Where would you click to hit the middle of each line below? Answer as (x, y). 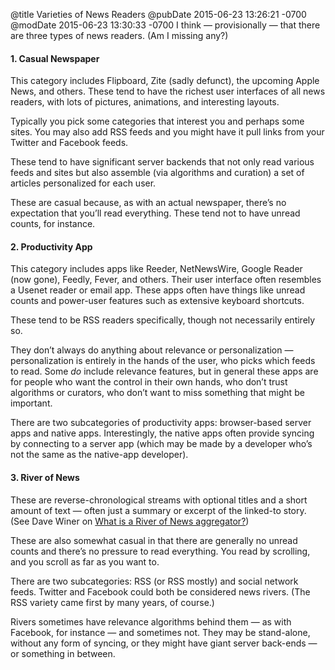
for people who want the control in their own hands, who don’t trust (149, 382)
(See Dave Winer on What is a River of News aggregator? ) (130, 521)
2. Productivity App (51, 246)
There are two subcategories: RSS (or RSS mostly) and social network (154, 581)
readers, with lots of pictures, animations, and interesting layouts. (145, 102)
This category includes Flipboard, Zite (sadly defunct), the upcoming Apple (165, 81)
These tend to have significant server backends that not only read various (162, 162)
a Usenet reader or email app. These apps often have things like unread (158, 290)
